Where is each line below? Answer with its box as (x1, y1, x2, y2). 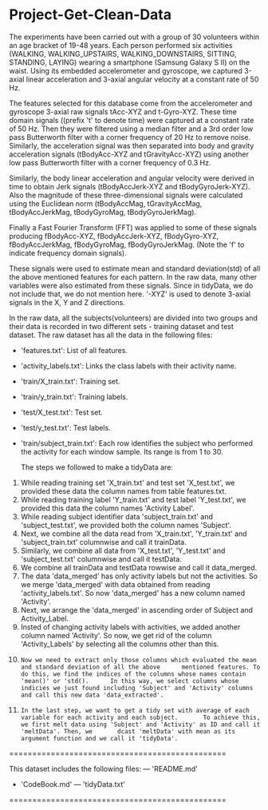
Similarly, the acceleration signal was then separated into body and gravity (9, 141, 254, 150)
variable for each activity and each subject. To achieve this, (20, 713, 261, 721)
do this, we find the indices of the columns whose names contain (20, 669, 246, 678)
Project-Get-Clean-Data (9, 6, 172, 24)
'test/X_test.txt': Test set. (20, 407, 103, 417)
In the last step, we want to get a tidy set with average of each (20, 706, 250, 714)
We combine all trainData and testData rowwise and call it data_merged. (20, 562, 258, 572)
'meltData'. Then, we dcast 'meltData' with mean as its (20, 727, 236, 736)
